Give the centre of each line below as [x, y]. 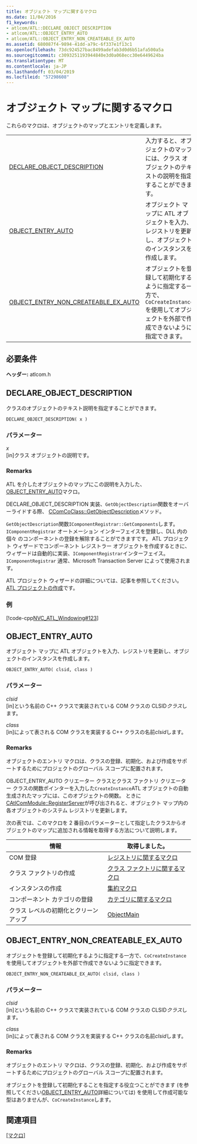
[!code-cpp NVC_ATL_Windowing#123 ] [52, 618]
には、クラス [163, 158]
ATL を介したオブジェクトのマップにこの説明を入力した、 [76, 484]
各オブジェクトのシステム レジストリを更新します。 [68, 810]
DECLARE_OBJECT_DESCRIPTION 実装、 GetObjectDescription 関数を [90, 504]
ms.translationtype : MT [35, 61]
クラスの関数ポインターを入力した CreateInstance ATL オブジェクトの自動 [101, 788]
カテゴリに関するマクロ [140, 899]
